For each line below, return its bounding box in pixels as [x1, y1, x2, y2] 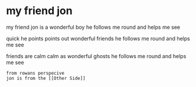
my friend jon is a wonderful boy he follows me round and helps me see [6, 24, 181, 31]
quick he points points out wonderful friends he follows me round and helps [6, 35, 190, 42]
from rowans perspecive [6, 70, 65, 76]
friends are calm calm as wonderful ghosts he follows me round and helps [6, 52, 187, 59]
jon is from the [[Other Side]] [6, 75, 86, 81]
